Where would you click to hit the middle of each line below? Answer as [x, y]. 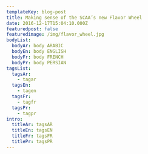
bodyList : [19, 40]
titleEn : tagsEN [32, 130]
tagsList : [19, 68]
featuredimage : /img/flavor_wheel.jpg [55, 35]
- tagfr [27, 102]
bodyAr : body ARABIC [38, 46]
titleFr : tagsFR [32, 136]
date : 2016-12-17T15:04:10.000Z [47, 23]
